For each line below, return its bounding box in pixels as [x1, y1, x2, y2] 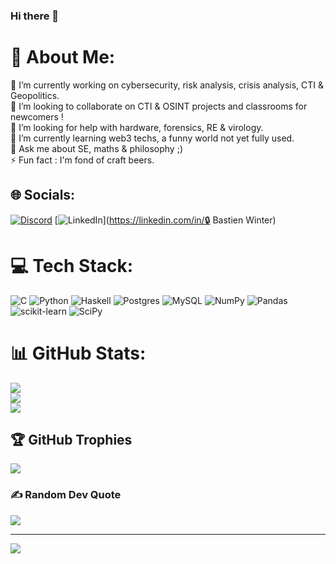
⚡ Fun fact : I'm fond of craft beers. [10, 154, 155, 166]
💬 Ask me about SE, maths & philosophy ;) [10, 142, 184, 154]
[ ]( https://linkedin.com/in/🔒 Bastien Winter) [54, 214, 277, 226]
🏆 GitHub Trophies [10, 431, 133, 448]
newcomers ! [10, 110, 64, 123]
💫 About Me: [10, 46, 116, 69]
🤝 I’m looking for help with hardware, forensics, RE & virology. [10, 121, 264, 133]
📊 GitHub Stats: [10, 342, 147, 364]
